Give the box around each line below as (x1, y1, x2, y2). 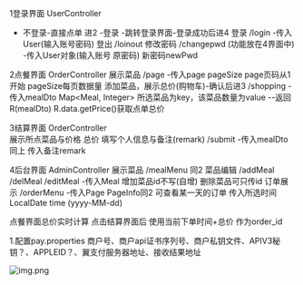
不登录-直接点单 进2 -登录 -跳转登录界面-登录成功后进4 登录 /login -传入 (22, 27, 293, 38)
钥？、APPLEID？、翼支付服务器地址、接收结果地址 (9, 247, 201, 257)
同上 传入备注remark (9, 145, 86, 156)
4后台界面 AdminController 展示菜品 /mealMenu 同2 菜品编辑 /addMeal (9, 164, 275, 175)
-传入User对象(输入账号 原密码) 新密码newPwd (22, 50, 198, 61)
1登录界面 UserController (9, 8, 102, 18)
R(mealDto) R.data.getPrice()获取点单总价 (9, 103, 165, 113)
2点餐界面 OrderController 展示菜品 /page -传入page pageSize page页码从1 (9, 69, 291, 80)
